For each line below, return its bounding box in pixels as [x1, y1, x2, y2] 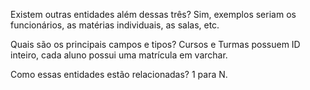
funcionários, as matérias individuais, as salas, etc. [10, 19, 220, 31]
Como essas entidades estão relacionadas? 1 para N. [10, 69, 228, 80]
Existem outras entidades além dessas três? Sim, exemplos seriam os [10, 9, 297, 20]
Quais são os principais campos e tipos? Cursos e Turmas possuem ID [10, 39, 301, 50]
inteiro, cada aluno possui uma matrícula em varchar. [10, 49, 228, 61]
